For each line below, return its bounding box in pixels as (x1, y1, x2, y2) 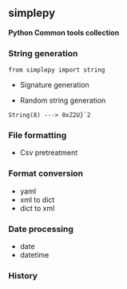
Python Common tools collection (8, 27, 120, 37)
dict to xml (19, 203, 55, 213)
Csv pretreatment (19, 148, 78, 157)
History (8, 270, 38, 281)
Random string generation (19, 96, 106, 105)
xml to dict (19, 194, 55, 204)
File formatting (8, 130, 67, 141)
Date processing (8, 223, 74, 234)
